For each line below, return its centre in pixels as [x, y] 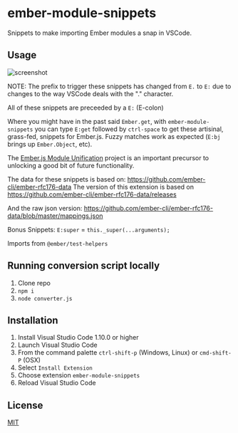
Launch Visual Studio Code [57, 345]
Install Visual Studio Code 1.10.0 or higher [78, 338]
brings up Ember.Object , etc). [50, 144]
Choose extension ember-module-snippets [79, 375]
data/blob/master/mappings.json [55, 216]
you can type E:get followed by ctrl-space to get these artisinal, [129, 129]
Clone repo [34, 283]
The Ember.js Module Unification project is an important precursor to [108, 157]
